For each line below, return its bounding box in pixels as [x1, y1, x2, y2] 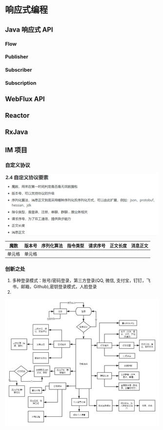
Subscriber [5, 66, 32, 73]
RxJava [5, 128, 28, 136]
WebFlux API [5, 95, 45, 103]
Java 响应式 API [5, 25, 53, 34]
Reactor [5, 111, 30, 120]
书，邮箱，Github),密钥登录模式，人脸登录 [12, 284, 97, 290]
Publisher [5, 53, 28, 60]
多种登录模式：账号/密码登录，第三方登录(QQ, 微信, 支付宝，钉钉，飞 [12, 278, 151, 283]
